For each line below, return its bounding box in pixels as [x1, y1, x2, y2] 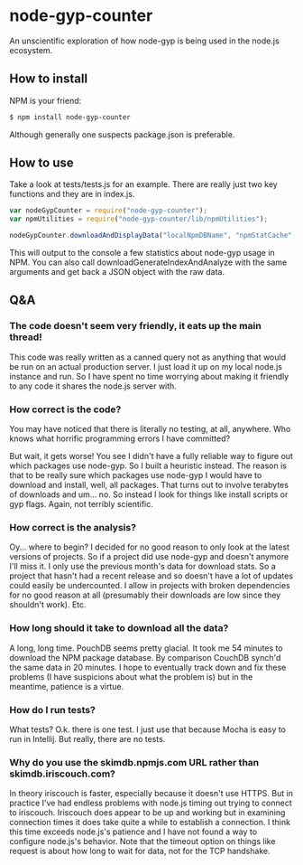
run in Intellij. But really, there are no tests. [9, 733, 166, 744]
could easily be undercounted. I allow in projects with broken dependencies [9, 580, 290, 591]
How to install [9, 71, 88, 87]
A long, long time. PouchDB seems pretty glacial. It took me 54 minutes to [9, 643, 283, 653]
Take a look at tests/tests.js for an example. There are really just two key [9, 179, 278, 190]
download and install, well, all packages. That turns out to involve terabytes [9, 480, 289, 491]
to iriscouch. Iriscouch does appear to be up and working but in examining [9, 807, 286, 818]
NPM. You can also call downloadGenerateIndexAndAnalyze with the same [9, 257, 288, 268]
